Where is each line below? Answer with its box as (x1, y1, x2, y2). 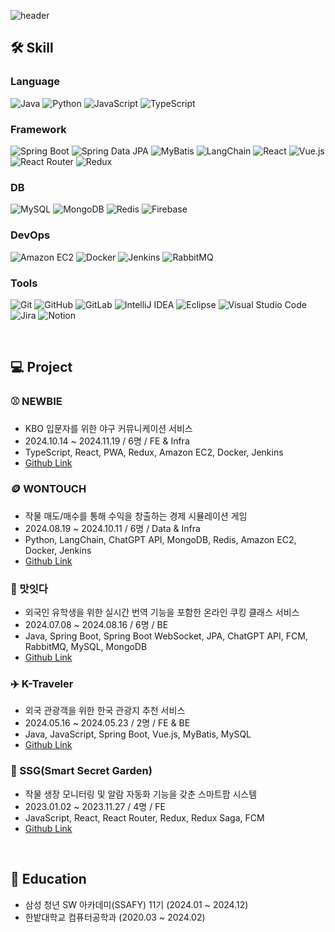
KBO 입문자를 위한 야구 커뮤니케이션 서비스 (24, 422, 193, 434)
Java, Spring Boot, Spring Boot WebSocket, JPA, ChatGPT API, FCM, (24, 630, 308, 642)
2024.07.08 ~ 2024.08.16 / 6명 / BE (24, 619, 169, 631)
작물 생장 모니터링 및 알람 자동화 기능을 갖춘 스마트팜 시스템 (24, 788, 258, 800)
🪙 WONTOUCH (10, 482, 87, 496)
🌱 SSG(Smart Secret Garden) (10, 764, 153, 778)
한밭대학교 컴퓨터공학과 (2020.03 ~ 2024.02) (24, 911, 206, 923)
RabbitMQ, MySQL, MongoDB (24, 641, 148, 653)
